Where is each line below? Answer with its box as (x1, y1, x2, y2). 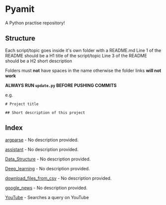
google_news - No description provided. (5, 185, 88, 191)
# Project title (5, 102, 39, 106)
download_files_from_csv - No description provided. (5, 175, 112, 181)
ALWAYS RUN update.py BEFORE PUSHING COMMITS (5, 82, 117, 88)
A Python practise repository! (5, 20, 65, 26)
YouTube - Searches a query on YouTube (5, 194, 89, 200)
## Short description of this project (5, 110, 85, 115)
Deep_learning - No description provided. (5, 165, 90, 171)
